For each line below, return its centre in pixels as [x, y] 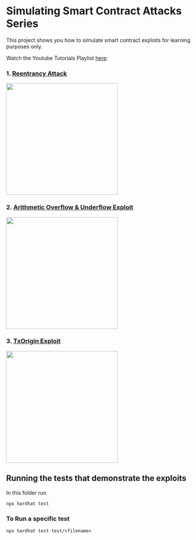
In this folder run [26, 492]
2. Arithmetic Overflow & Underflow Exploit [70, 207]
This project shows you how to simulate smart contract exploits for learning [98, 40]
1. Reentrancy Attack [37, 73]
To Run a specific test [38, 519]
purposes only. [24, 46]
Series [22, 24]
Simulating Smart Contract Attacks [94, 11]
